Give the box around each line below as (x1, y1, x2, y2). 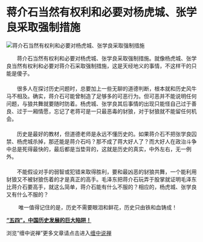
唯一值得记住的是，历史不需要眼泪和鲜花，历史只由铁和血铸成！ (18, 203, 177, 211)
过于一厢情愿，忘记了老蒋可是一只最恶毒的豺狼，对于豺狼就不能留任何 (16, 107, 192, 115)
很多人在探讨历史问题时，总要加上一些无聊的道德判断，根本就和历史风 (16, 85, 192, 92)
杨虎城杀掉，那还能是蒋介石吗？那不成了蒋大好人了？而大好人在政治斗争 (16, 137, 197, 145)
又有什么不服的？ (6, 191, 49, 198)
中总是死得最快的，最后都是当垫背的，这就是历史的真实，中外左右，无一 (6, 145, 186, 152)
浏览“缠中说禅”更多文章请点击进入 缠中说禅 (6, 229, 112, 237)
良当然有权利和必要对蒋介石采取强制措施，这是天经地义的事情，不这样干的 (6, 62, 192, 70)
